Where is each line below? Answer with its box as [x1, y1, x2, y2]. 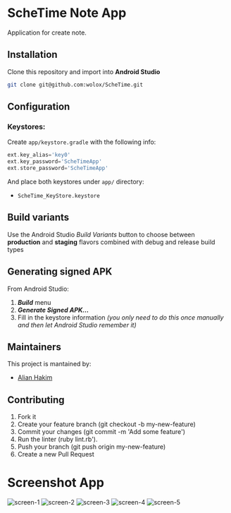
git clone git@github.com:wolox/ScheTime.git [7, 81, 143, 88]
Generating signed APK [7, 266, 113, 278]
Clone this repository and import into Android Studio [7, 67, 161, 76]
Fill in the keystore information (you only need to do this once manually [17, 313, 224, 322]
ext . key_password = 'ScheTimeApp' [7, 158, 102, 165]
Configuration [7, 101, 70, 113]
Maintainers [7, 341, 62, 353]
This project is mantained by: [7, 360, 92, 368]
